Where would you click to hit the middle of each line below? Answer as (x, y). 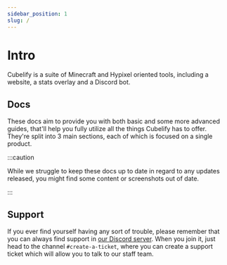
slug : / (19, 20)
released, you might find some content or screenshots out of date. (103, 179)
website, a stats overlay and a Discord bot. (69, 82)
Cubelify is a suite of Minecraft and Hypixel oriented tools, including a (108, 75)
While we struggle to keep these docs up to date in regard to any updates (113, 171)
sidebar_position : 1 (38, 14)
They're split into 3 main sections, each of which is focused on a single (110, 136)
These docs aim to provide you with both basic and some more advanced (113, 121)
